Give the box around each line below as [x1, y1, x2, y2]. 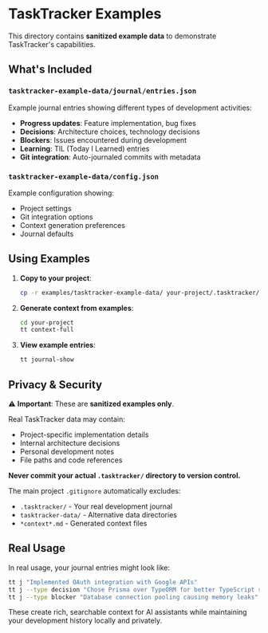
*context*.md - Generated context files [19, 519, 148, 529]
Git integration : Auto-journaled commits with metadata [19, 152, 201, 162]
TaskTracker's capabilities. [8, 39, 96, 49]
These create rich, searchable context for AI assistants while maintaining [8, 607, 247, 617]
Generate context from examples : [19, 303, 134, 313]
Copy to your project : [19, 273, 92, 283]
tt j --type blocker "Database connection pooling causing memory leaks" [8, 593, 259, 601]
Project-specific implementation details [19, 430, 149, 439]
